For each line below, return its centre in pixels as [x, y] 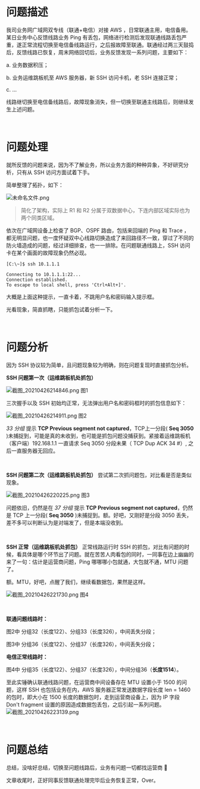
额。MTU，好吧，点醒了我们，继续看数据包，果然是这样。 [77, 581]
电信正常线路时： [27, 657]
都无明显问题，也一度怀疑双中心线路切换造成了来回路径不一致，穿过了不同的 [100, 238]
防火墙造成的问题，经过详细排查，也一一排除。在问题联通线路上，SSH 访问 [98, 245]
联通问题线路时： [27, 618]
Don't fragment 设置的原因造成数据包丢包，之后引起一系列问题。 [85, 704]
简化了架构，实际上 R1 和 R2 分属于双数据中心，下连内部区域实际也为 [105, 210]
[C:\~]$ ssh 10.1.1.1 [33, 264]
